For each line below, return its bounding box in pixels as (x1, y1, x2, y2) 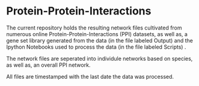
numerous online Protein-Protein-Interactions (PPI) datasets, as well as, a (6, 30, 188, 37)
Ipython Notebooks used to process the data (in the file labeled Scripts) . (6, 43, 186, 51)
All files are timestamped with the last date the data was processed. (6, 73, 174, 80)
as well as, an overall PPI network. (6, 61, 91, 69)
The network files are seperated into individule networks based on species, (6, 55, 193, 62)
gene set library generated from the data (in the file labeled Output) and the (6, 37, 194, 44)
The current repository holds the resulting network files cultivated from (6, 24, 182, 31)
